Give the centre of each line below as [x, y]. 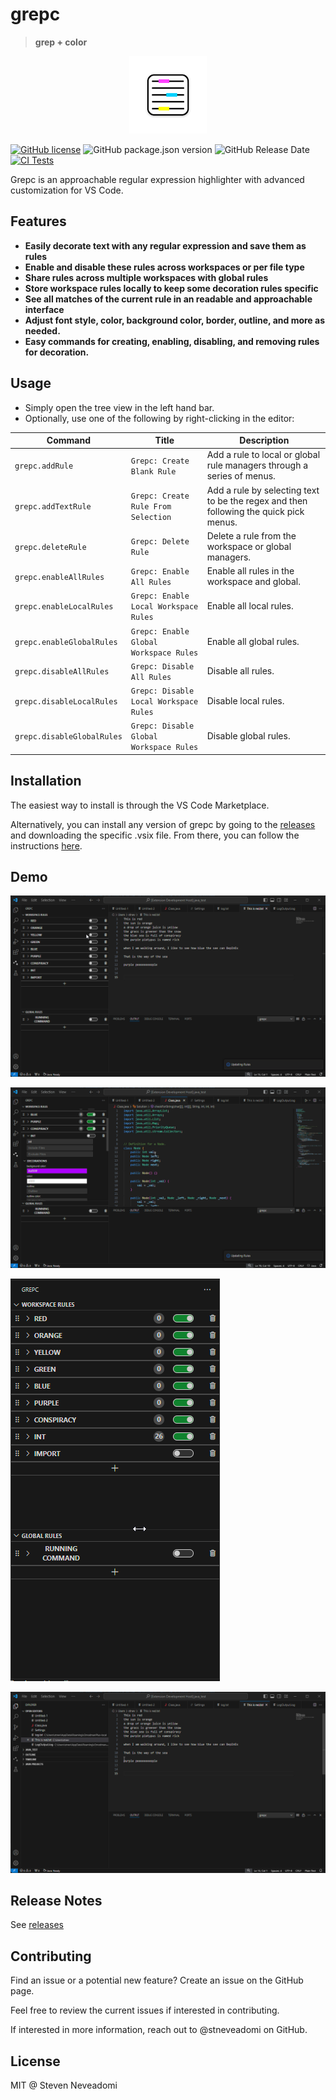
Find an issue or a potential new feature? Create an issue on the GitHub [157, 1980]
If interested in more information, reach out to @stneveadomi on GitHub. [159, 2030]
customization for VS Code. [67, 190]
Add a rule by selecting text [263, 490]
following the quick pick [255, 511]
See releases [37, 1925]
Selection [151, 518]
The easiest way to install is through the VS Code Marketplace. [140, 805]
